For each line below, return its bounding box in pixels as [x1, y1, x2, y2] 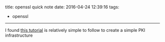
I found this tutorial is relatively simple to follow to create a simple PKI [5, 28, 146, 33]
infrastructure [5, 32, 33, 38]
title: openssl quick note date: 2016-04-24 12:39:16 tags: [5, 4, 119, 10]
